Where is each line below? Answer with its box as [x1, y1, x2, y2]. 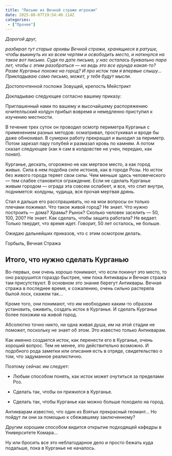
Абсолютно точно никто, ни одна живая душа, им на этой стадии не [5, 322, 155, 328]
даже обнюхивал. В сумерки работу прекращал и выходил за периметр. [5, 135, 165, 141]
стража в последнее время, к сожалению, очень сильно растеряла [5, 285, 155, 291]
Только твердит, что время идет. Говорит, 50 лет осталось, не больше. [5, 221, 161, 227]
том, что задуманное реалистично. [5, 353, 83, 360]
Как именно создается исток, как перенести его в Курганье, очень [5, 337, 153, 343]
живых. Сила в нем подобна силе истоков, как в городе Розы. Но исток [5, 167, 163, 173]
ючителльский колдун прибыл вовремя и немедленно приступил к [5, 108, 153, 115]
